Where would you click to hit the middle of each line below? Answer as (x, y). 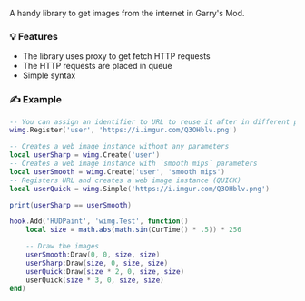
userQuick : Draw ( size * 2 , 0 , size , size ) (105, 271)
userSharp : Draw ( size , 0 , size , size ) (97, 263)
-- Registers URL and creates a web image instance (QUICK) (126, 180)
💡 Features (34, 36)
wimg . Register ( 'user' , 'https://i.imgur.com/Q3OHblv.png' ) (123, 131)
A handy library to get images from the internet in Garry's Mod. (127, 13)
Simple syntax (49, 75)
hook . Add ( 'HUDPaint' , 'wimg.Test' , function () (99, 221)
